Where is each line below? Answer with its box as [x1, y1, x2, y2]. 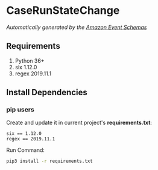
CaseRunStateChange [6, 4, 120, 17]
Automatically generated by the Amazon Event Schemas [6, 24, 147, 31]
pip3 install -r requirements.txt [6, 158, 93, 165]
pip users [6, 105, 34, 114]
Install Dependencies [6, 87, 87, 98]
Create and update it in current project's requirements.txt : [6, 119, 153, 127]
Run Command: [6, 146, 45, 154]
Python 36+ [14, 57, 45, 64]
